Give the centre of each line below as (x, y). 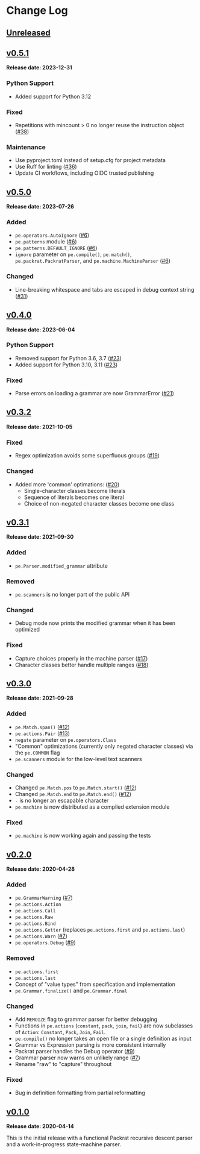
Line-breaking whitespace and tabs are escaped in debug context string (105, 289)
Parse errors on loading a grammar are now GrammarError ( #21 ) (95, 394)
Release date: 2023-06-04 (41, 330)
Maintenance (26, 147)
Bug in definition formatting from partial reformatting (80, 1093)
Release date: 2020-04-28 (41, 869)
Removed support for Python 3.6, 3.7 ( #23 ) (68, 358)
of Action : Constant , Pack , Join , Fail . (60, 1032)
